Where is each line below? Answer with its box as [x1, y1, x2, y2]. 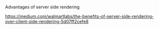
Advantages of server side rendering [5, 4, 80, 10]
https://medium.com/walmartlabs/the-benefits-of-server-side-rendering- [5, 14, 154, 19]
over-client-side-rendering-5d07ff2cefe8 [5, 19, 89, 24]
